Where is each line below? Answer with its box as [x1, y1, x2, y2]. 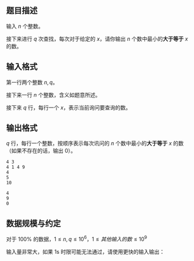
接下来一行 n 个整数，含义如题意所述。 [6, 91, 101, 98]
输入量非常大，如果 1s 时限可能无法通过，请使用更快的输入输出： [6, 248, 165, 255]
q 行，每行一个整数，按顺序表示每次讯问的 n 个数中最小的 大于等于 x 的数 [6, 140, 184, 147]
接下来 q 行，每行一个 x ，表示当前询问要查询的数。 [6, 103, 132, 111]
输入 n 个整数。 [6, 23, 44, 30]
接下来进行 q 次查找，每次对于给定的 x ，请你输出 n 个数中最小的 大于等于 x [6, 35, 188, 42]
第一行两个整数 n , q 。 [6, 78, 58, 86]
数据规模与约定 [6, 218, 61, 228]
